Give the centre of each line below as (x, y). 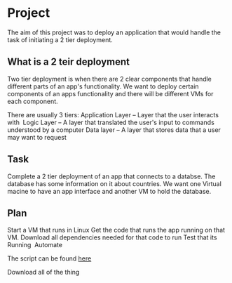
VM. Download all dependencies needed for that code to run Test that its (112, 237)
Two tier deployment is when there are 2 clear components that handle (110, 79)
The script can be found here (49, 258)
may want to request (37, 137)
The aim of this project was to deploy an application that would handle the (114, 32)
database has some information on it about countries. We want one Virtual (115, 183)
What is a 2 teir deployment (68, 62)
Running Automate (35, 245)
